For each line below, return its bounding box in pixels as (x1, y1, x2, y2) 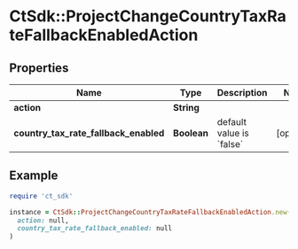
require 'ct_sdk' (9, 191, 74, 200)
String (172, 102, 200, 113)
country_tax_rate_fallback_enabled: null (17, 224, 173, 233)
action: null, (17, 215, 69, 225)
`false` (216, 138, 244, 150)
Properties (9, 60, 69, 75)
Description (216, 87, 268, 98)
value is (216, 127, 250, 139)
